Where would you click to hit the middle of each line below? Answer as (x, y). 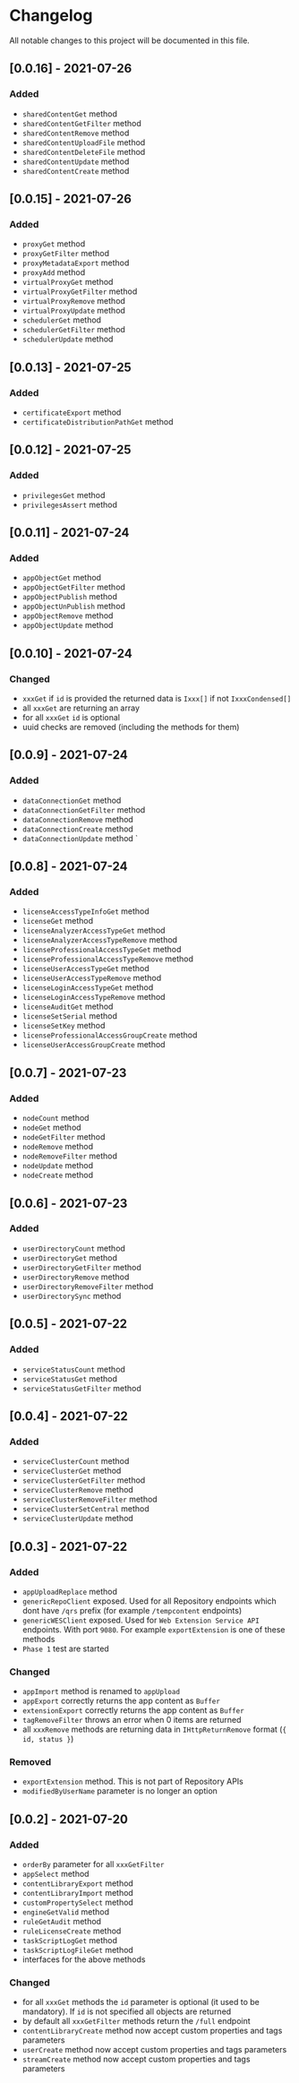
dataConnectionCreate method (78, 829)
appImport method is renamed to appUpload (101, 1691)
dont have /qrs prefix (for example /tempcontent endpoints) (132, 1610)
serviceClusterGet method (72, 1471)
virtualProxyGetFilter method (80, 291)
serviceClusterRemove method (78, 1490)
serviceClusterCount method (76, 1461)
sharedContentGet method (70, 114)
